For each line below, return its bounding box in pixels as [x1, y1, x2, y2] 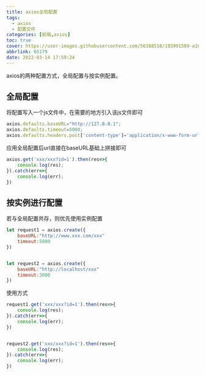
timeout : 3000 [17, 272, 51, 278]
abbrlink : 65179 [6, 49, 48, 55]
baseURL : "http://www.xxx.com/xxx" [17, 233, 105, 239]
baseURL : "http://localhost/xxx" [17, 266, 99, 272]
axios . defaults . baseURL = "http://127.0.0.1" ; [6, 121, 121, 127]
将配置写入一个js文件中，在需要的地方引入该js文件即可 [6, 109, 143, 116]
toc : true [6, 37, 32, 43]
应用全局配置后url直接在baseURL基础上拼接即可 [6, 144, 127, 151]
